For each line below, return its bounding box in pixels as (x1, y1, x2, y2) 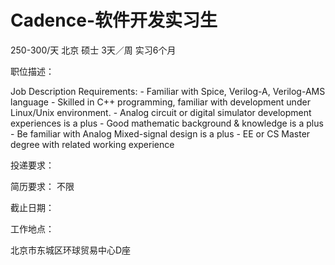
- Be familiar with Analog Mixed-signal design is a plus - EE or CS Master (10, 127, 311, 140)
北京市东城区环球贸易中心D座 (10, 244, 132, 256)
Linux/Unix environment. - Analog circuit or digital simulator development (10, 106, 312, 118)
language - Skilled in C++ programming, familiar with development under (10, 96, 311, 108)
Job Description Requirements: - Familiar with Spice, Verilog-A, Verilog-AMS (10, 85, 326, 97)
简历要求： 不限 (10, 180, 75, 192)
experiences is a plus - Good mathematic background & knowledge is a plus (10, 117, 324, 129)
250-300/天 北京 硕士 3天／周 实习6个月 (10, 44, 177, 56)
